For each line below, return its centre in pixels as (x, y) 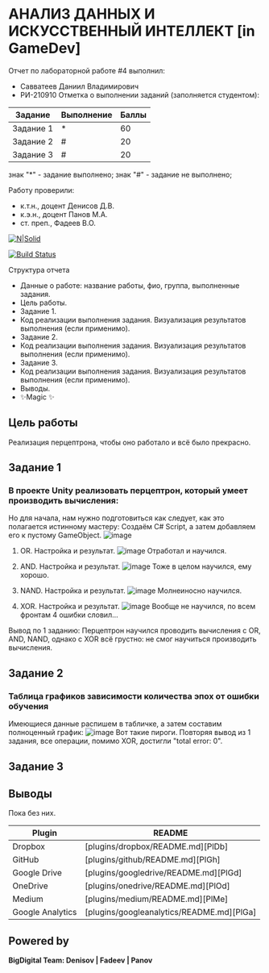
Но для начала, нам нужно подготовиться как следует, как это (116, 518)
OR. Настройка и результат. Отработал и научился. (123, 551)
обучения (29, 706)
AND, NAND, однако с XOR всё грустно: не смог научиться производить (132, 639)
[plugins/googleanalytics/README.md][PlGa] (170, 912)
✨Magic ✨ (37, 397)
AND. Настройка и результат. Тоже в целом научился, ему (136, 566)
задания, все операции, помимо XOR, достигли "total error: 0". (116, 741)
